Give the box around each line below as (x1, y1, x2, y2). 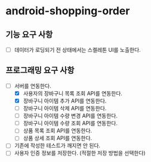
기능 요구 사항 (5, 29, 53, 39)
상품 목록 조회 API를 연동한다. (23, 127, 93, 135)
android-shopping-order (5, 4, 130, 18)
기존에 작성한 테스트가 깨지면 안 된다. (14, 142, 101, 149)
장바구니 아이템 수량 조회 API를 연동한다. (23, 120, 118, 127)
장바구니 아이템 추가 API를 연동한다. (23, 97, 107, 104)
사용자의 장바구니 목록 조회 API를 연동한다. (23, 89, 123, 96)
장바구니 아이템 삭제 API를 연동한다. (23, 105, 107, 112)
